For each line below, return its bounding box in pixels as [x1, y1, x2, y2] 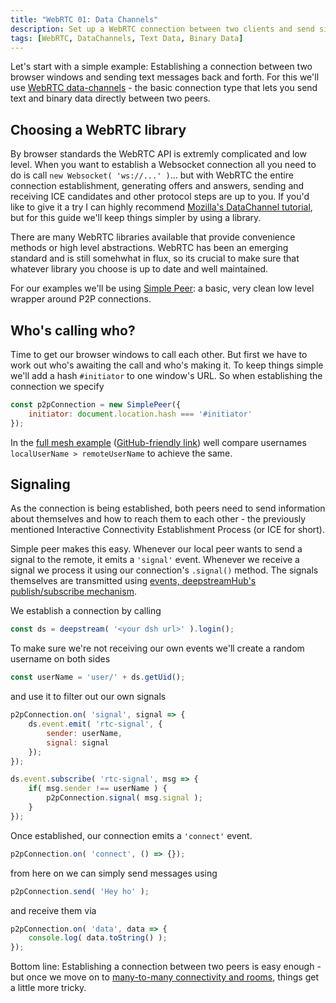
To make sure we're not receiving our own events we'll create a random [10, 642, 305, 655]
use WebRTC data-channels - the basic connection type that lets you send [10, 82, 318, 94]
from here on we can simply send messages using [10, 867, 218, 879]
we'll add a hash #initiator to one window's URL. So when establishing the [10, 370, 323, 381]
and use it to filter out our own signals [10, 691, 167, 703]
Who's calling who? [10, 322, 136, 339]
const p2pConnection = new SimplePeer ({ [10, 400, 182, 410]
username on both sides [10, 653, 111, 665]
